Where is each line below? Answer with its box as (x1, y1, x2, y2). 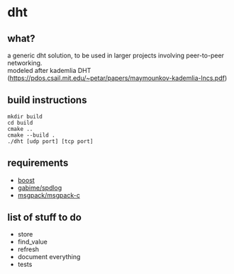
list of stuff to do (7, 212, 82, 224)
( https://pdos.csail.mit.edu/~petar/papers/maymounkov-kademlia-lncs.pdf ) (7, 74, 228, 82)
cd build (7, 119, 33, 126)
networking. (7, 59, 43, 67)
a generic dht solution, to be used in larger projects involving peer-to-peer (7, 51, 225, 59)
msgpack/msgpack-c (17, 190, 80, 199)
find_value (17, 238, 48, 246)
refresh (17, 245, 40, 253)
